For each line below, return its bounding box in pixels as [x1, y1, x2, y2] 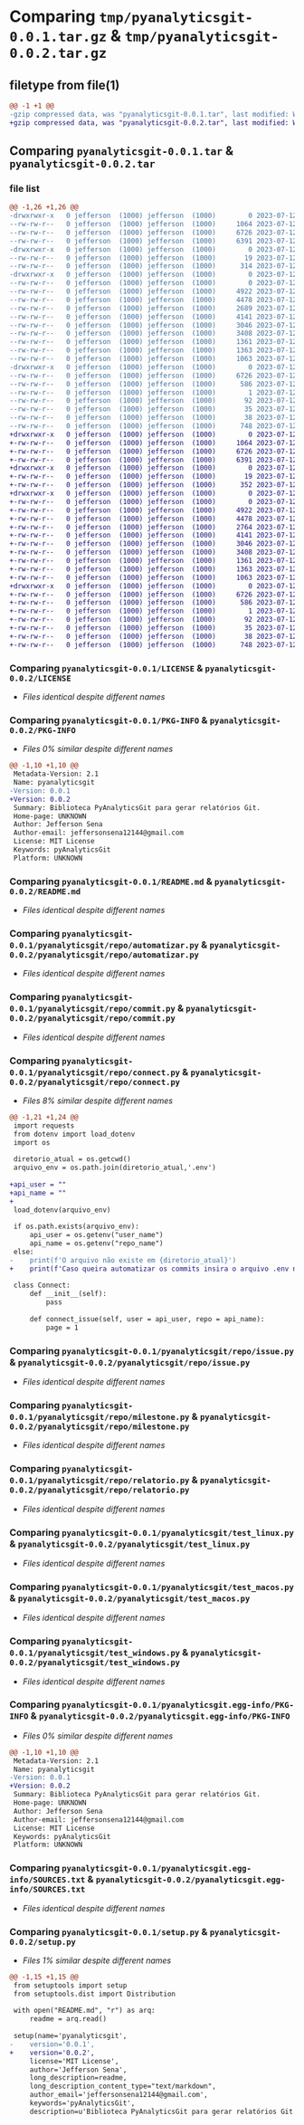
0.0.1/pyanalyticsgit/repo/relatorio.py [9, 1475, 190, 1486]
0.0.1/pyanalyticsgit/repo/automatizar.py [9, 940, 199, 950]
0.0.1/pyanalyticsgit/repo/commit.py [9, 1004, 176, 1015]
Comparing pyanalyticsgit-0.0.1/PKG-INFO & [9, 713, 208, 726]
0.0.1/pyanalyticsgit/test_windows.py [9, 1648, 181, 1658]
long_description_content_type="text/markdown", [29, 2082, 217, 2092]
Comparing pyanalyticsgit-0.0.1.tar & [9, 143, 233, 159]
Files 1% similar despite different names [22, 1955, 172, 1966]
